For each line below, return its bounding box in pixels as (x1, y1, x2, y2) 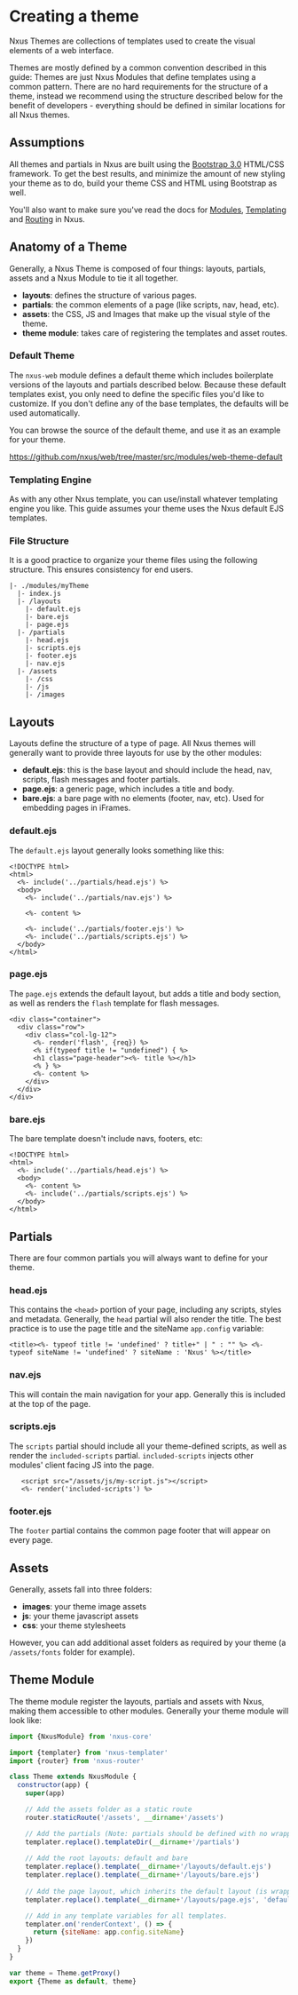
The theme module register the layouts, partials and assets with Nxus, (9, 1696, 264, 1706)
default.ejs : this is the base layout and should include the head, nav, (21, 765, 273, 775)
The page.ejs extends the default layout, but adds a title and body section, (9, 988, 281, 998)
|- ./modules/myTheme (9, 582, 90, 591)
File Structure (9, 535, 69, 547)
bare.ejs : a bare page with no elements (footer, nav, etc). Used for (21, 793, 264, 804)
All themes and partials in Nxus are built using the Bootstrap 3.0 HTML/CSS (9, 158, 286, 170)
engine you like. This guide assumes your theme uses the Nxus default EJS (9, 504, 285, 514)
